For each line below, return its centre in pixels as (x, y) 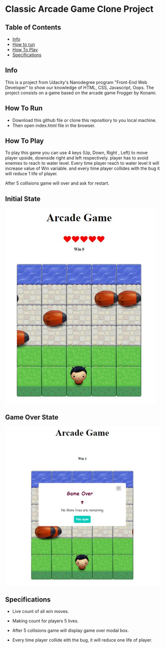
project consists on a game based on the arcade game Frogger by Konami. (81, 93)
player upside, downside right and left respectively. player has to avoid (77, 158)
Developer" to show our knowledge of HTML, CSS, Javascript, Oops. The (80, 87)
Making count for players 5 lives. (45, 621)
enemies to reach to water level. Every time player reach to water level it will (82, 163)
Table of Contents (33, 27)
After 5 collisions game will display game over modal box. (70, 631)
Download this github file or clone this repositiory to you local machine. (84, 120)
